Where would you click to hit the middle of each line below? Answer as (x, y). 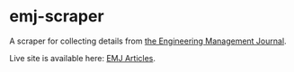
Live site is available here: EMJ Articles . (82, 58)
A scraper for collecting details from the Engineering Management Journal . (148, 41)
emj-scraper (57, 16)
